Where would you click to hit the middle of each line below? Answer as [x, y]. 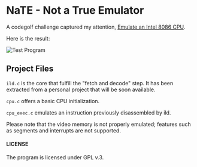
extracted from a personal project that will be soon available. [81, 89]
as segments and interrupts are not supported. [64, 130]
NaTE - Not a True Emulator [75, 10]
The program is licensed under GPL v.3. [55, 157]
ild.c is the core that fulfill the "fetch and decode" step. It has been [90, 83]
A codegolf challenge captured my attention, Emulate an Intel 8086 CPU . [96, 27]
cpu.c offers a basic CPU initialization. [53, 101]
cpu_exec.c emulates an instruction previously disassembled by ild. [89, 112]
